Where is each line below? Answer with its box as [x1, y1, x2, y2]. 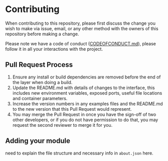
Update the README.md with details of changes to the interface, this [12, 85, 155, 91]
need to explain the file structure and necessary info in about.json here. [5, 150, 154, 156]
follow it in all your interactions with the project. [5, 46, 103, 52]
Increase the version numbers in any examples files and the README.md [12, 101, 163, 107]
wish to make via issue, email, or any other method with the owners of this [5, 25, 159, 31]
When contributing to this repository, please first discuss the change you [5, 20, 155, 26]
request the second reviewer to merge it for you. [12, 122, 113, 128]
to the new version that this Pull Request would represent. [12, 106, 132, 112]
